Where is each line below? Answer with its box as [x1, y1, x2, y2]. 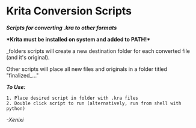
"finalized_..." [6, 72, 39, 79]
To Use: [6, 83, 26, 91]
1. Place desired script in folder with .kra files [6, 95, 138, 101]
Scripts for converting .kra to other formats [6, 24, 117, 31]
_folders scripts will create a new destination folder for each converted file [6, 47, 191, 55]
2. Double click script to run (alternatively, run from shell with [6, 100, 182, 106]
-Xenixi [6, 116, 24, 123]
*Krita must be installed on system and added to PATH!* [6, 35, 151, 43]
